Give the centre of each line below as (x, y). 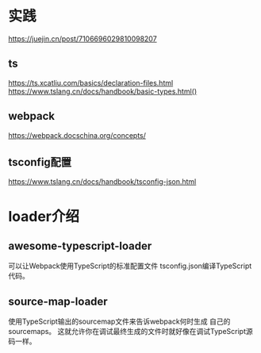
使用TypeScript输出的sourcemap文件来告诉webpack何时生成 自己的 (119, 321)
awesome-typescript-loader (80, 246)
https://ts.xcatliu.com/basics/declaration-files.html (91, 82)
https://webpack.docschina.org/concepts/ (77, 135)
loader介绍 (44, 216)
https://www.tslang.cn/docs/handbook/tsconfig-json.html (102, 182)
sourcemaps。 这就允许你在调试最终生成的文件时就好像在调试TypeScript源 (130, 332)
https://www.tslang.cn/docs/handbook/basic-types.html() (103, 91)
